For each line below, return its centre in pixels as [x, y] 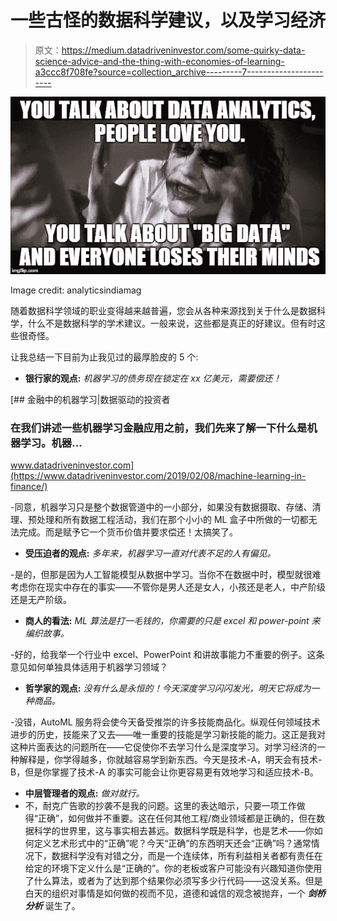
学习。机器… [51, 443]
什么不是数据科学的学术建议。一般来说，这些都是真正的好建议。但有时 [172, 323]
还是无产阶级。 [41, 599]
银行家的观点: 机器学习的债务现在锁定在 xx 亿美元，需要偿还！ [153, 378]
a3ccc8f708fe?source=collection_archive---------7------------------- [179, 72]
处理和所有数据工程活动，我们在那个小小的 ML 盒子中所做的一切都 [172, 519]
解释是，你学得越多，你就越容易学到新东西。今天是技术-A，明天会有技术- [170, 759]
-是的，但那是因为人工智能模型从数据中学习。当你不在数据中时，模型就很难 [166, 574]
